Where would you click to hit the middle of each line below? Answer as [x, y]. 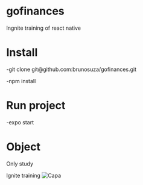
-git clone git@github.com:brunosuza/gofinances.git [71, 69]
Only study [20, 163]
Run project [36, 106]
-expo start [20, 122]
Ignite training [24, 175]
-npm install [21, 81]
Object [24, 147]
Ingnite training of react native [44, 28]
